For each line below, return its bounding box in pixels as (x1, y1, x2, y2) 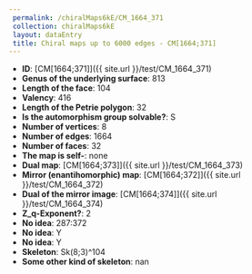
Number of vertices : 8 (21, 122, 107, 132)
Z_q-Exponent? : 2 (21, 208, 92, 219)
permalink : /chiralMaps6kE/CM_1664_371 (12, 13, 165, 23)
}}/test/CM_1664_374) (21, 199, 104, 210)
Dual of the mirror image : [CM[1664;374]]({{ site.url (21, 189, 217, 200)
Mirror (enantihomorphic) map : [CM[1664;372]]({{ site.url (21, 170, 241, 181)
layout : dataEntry (12, 30, 83, 39)
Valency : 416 (21, 93, 72, 103)
